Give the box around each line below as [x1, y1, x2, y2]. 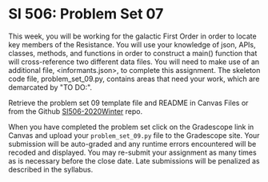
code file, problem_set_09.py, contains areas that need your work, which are [8, 74, 260, 83]
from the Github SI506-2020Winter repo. [8, 106, 143, 116]
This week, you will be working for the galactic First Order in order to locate [8, 31, 258, 41]
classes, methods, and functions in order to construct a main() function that [8, 48, 258, 58]
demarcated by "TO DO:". [8, 82, 93, 92]
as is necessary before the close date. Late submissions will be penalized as [8, 156, 260, 165]
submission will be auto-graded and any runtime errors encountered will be [8, 139, 257, 148]
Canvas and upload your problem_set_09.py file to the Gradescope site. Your [8, 130, 260, 140]
